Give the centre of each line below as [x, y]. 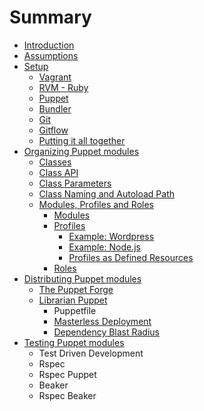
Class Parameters [75, 183]
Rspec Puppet [67, 374]
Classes [55, 162]
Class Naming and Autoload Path [107, 193]
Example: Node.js [104, 247]
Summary [50, 17]
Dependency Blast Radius [106, 332]
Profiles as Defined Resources [131, 257]
